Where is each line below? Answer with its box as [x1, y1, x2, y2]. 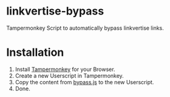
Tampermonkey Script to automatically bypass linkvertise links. [6, 24, 164, 32]
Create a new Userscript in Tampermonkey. [15, 72, 124, 79]
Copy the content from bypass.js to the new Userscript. [15, 78, 154, 85]
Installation [6, 45, 64, 59]
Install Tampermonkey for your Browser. [15, 65, 115, 73]
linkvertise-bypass [6, 4, 104, 18]
